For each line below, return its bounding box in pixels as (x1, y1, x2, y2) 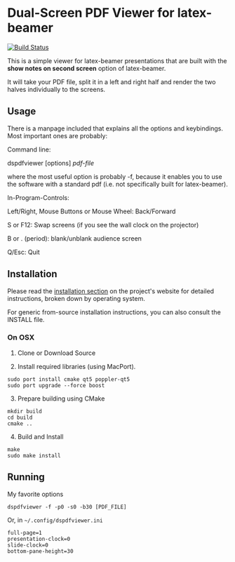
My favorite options (7, 490, 64, 498)
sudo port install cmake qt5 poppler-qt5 (7, 375, 130, 383)
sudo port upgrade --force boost (7, 382, 105, 389)
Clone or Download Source (17, 349, 96, 357)
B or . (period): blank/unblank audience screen (7, 234, 142, 243)
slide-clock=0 (7, 542, 49, 549)
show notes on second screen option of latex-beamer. (7, 64, 166, 72)
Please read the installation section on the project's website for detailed (7, 286, 215, 295)
